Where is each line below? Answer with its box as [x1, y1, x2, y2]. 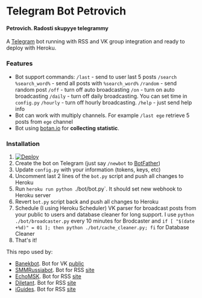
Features [6, 59, 33, 68]
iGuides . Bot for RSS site [14, 285, 77, 293]
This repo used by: [6, 248, 53, 255]
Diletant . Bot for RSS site [14, 279, 77, 286]
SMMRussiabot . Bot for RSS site [14, 266, 95, 273]
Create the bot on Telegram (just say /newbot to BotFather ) [14, 159, 161, 166]
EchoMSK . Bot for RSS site [14, 273, 81, 280]
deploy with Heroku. [6, 44, 57, 52]
